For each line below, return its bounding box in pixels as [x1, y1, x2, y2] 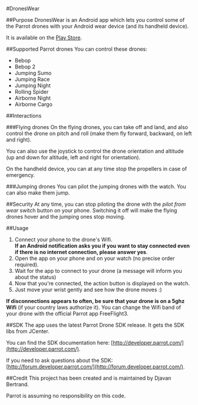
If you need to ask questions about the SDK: [6, 357, 113, 364]
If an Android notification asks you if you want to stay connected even [14, 242, 190, 249]
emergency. [6, 172, 35, 179]
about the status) [14, 274, 57, 281]
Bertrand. [6, 381, 29, 388]
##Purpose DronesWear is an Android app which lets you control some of [6, 17, 185, 23]
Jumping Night [14, 82, 51, 89]
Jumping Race [14, 76, 50, 83]
